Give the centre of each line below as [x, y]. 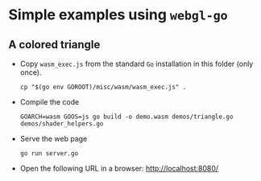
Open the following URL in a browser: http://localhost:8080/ [119, 168]
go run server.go [49, 154]
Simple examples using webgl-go [118, 15]
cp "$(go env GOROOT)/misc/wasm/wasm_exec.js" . [103, 87]
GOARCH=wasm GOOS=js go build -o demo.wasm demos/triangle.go [126, 117]
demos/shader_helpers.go [62, 124]
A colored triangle [54, 45]
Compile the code [50, 102]
